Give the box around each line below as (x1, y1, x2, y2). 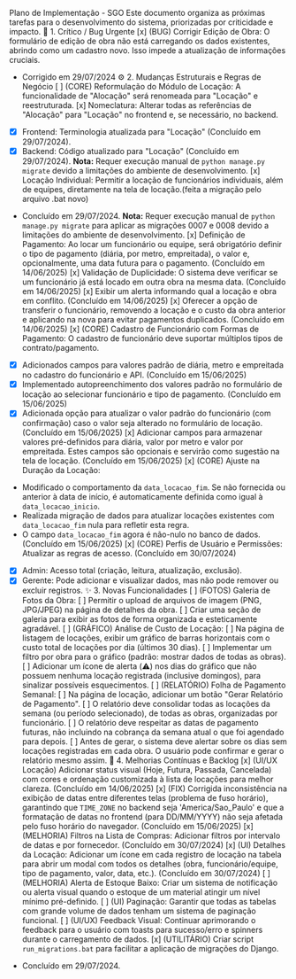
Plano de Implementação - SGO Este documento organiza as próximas (9, 8, 266, 18)
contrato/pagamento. (21, 343, 100, 354)
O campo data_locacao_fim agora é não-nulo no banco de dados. (21, 529, 261, 540)
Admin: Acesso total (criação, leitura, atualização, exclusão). (21, 565, 243, 576)
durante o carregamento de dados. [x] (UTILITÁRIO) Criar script (21, 934, 254, 944)
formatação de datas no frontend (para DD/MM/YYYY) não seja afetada (21, 812, 284, 822)
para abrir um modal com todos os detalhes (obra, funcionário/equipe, (21, 859, 278, 869)
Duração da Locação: (21, 465, 101, 476)
